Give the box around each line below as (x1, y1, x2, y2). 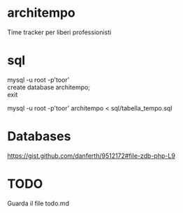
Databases (7, 128, 71, 145)
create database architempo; (7, 82, 91, 91)
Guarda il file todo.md (7, 199, 70, 207)
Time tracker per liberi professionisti (7, 28, 112, 36)
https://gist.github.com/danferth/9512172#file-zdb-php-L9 (7, 152, 176, 160)
